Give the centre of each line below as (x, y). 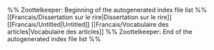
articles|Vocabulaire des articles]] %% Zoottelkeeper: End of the (100, 32)
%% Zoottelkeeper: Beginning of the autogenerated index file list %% (107, 10)
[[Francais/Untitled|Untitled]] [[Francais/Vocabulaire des (88, 24)
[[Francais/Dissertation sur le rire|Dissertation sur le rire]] (90, 17)
